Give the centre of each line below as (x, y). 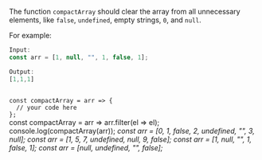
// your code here (47, 107)
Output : (22, 72)
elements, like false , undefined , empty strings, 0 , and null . (105, 20)
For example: (31, 35)
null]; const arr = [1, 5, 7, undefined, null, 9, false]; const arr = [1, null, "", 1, (130, 139)
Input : (20, 50)
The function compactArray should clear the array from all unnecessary (125, 12)
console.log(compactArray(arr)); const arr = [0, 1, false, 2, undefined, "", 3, (132, 131)
